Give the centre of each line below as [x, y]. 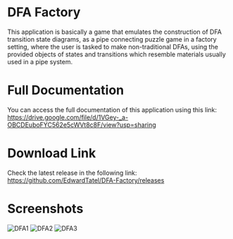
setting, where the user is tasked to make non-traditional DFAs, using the [113, 47]
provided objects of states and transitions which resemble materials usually [117, 54]
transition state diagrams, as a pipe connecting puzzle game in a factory [112, 39]
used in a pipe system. [40, 61]
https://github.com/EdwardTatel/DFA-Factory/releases [86, 180]
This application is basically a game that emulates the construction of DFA [114, 32]
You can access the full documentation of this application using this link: [112, 109]
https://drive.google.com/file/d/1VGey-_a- [68, 117]
